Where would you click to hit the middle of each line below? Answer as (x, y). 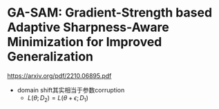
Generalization (50, 57)
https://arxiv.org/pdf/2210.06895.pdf (59, 76)
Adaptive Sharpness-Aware (88, 27)
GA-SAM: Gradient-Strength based (110, 13)
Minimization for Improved (85, 42)
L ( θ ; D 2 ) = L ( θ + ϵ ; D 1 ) (58, 98)
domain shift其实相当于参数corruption (71, 90)
